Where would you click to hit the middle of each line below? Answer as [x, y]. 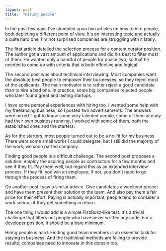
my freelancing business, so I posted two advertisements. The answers [78, 110]
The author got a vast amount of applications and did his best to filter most [82, 54]
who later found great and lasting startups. [49, 95]
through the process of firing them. [41, 177]
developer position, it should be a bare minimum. [55, 223]
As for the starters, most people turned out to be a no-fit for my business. [80, 136]
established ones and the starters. [40, 126]
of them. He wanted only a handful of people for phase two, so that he [77, 59]
